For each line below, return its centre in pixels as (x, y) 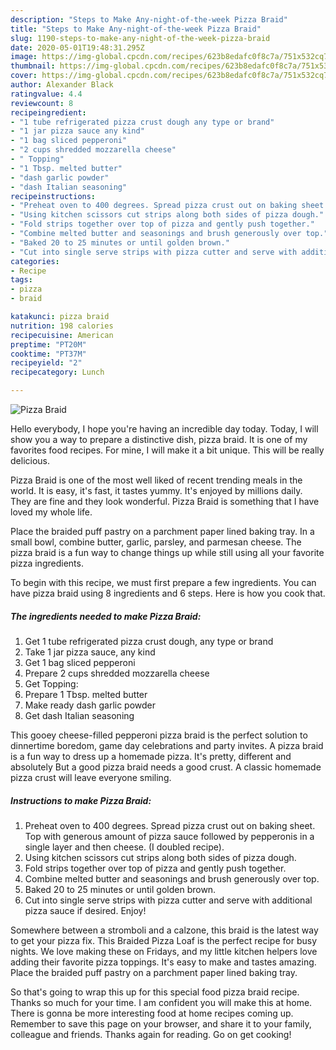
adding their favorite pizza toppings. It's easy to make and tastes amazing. (163, 962)
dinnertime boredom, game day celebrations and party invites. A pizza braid (167, 745)
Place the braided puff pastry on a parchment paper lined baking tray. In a (162, 531)
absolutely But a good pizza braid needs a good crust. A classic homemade (166, 767)
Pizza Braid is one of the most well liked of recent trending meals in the (156, 480)
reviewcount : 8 (42, 103)
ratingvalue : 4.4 (46, 94)
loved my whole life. (51, 512)
